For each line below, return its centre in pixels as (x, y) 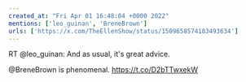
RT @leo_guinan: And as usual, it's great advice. (90, 54)
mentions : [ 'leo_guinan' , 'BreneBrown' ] (78, 24)
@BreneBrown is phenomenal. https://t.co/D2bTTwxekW (103, 70)
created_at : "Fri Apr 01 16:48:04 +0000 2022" (89, 16)
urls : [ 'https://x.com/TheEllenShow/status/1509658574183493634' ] (123, 31)
